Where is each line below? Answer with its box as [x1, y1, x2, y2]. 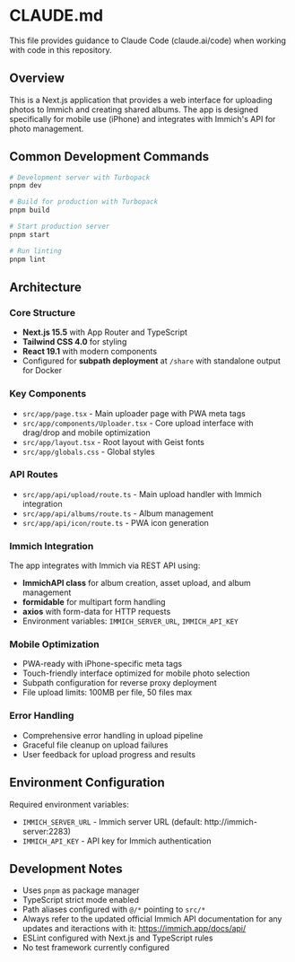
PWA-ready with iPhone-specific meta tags [22, 659, 182, 669]
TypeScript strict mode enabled [22, 895, 140, 905]
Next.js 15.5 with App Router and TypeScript [22, 327, 188, 337]
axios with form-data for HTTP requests [22, 607, 171, 617]
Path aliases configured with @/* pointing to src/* [22, 904, 206, 915]
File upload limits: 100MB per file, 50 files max [22, 687, 193, 698]
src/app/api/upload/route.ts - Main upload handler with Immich [22, 488, 263, 499]
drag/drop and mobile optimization [22, 427, 151, 438]
